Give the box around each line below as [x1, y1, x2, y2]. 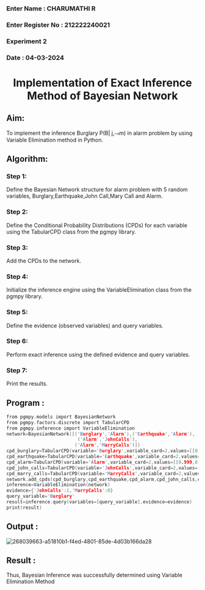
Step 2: [6, 207, 29, 216]
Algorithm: [6, 154, 48, 164]
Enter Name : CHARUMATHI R [6, 4, 96, 13]
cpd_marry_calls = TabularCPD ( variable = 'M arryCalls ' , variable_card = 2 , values [6, 470, 201, 477]
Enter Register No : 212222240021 [6, 20, 110, 29]
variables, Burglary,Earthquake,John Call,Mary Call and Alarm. [6, 192, 163, 200]
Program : [6, 398, 45, 408]
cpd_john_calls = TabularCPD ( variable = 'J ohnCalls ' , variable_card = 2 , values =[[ [6, 465, 203, 471]
